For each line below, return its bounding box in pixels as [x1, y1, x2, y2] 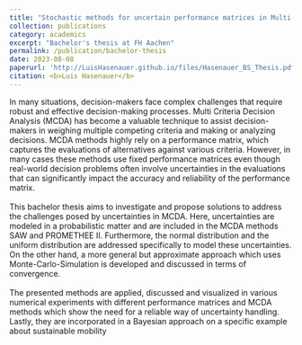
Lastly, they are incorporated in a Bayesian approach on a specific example [9, 315, 288, 326]
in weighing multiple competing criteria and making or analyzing [39, 125, 276, 136]
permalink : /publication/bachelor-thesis [9, 47, 167, 56]
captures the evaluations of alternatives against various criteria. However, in [9, 144, 291, 155]
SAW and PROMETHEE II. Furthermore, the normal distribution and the [9, 230, 270, 241]
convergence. [9, 268, 61, 279]
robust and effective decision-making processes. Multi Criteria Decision [9, 105, 276, 117]
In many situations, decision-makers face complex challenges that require [9, 96, 283, 107]
